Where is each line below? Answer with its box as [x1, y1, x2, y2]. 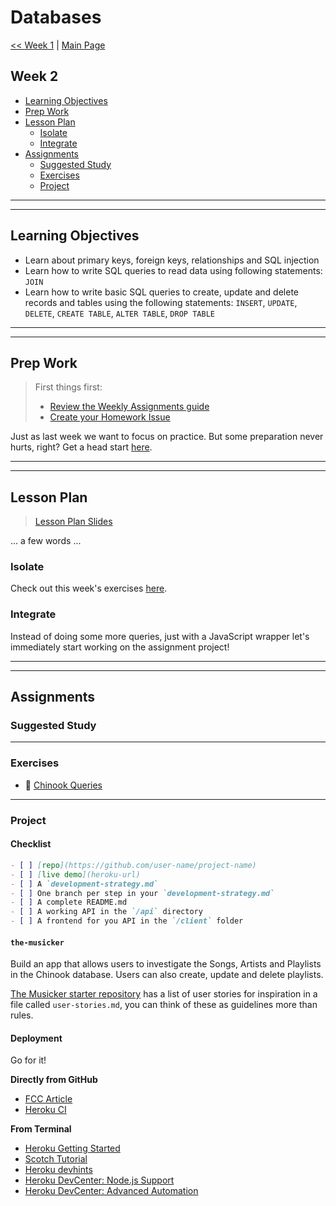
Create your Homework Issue [49, 411, 171, 423]
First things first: [34, 381, 103, 393]
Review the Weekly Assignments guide [49, 401, 210, 413]
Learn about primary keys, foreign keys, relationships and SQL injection [24, 254, 320, 266]
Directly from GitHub [10, 1074, 98, 1086]
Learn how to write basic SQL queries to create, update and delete [24, 286, 299, 298]
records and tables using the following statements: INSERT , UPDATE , [24, 296, 298, 308]
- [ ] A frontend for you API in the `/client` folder [10, 916, 244, 926]
